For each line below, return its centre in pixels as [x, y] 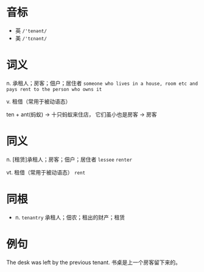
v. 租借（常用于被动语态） [39, 101]
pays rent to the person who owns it [54, 89]
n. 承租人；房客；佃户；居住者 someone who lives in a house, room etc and [102, 83]
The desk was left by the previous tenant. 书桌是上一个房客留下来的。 [93, 262]
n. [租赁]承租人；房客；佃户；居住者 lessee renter [69, 159]
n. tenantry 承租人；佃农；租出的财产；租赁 [70, 217]
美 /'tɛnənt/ [31, 38]
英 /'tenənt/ [31, 30]
